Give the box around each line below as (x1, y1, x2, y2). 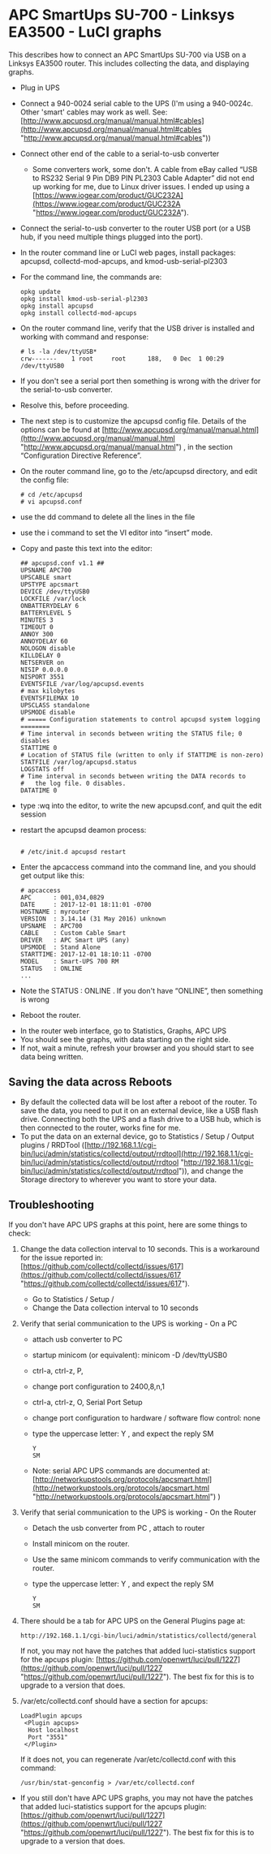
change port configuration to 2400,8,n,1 (32, 1382, 165, 1391)
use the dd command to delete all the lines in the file (19, 511, 196, 521)
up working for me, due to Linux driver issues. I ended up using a (32, 181, 250, 192)
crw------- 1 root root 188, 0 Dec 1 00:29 (19, 355, 225, 363)
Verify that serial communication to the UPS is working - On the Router (19, 1507, 257, 1517)
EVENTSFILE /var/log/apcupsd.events (19, 679, 144, 688)
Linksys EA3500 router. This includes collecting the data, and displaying (8, 58, 250, 68)
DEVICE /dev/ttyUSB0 (19, 587, 90, 596)
